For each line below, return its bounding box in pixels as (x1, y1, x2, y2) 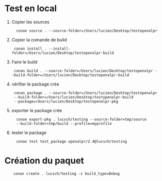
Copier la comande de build (11, 37, 67, 43)
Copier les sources (11, 19, 49, 25)
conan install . (14, 46, 47, 51)
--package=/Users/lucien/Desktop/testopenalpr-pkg (14, 99, 118, 104)
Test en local (4, 3, 57, 14)
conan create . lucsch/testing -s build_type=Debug (13, 171, 120, 176)
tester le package (11, 130, 47, 135)
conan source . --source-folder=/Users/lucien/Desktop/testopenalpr (16, 28, 158, 33)
